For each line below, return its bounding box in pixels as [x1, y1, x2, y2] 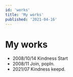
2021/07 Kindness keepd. [12, 66, 65, 72]
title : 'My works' [5, 12, 44, 17]
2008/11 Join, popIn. [12, 61, 55, 67]
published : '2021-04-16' [5, 17, 57, 22]
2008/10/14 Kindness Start [12, 55, 68, 61]
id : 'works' [5, 7, 30, 13]
